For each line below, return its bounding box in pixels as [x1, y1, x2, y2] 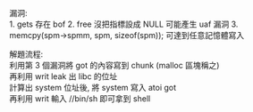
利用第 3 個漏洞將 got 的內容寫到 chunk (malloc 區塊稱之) [9, 60, 220, 70]
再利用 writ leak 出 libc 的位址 [9, 71, 118, 82]
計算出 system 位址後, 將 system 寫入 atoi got [9, 83, 177, 92]
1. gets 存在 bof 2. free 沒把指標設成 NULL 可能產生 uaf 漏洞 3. [9, 19, 239, 29]
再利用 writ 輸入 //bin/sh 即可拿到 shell [9, 93, 151, 104]
